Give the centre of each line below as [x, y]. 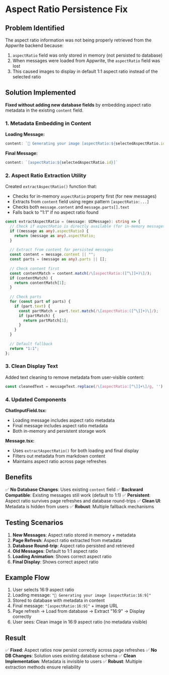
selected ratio [27, 77]
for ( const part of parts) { [40, 302]
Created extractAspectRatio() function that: [51, 187]
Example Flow [28, 578]
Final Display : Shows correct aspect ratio [56, 562]
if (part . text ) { [32, 306]
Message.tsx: [20, 441]
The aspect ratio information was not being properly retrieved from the [78, 40]
